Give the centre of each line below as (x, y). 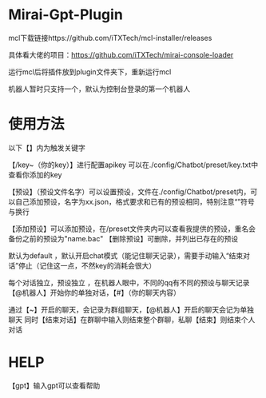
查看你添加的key (35, 174)
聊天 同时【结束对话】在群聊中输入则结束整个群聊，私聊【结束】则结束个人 (132, 319)
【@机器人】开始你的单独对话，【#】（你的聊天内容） (95, 293)
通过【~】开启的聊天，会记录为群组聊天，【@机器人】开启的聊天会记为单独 (131, 309)
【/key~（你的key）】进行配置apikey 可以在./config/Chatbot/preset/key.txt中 (133, 165)
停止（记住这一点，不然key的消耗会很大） (87, 265)
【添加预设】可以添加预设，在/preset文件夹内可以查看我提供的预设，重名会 (132, 229)
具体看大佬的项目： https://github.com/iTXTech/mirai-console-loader (121, 54)
